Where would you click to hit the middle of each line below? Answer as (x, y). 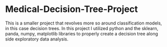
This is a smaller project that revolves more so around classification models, (83, 23)
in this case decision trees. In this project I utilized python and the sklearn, (82, 28)
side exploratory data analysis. (37, 39)
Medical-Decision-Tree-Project (71, 9)
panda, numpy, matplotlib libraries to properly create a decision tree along (81, 33)
